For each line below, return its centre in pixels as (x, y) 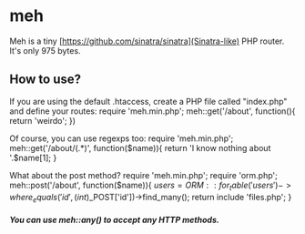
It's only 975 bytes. (45, 50)
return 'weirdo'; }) (42, 120)
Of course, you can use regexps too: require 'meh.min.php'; (122, 138)
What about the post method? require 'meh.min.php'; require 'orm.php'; (143, 175)
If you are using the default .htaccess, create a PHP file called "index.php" (148, 101)
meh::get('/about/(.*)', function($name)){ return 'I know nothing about (140, 148)
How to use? (46, 80)
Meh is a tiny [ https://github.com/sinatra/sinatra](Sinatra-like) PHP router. (147, 41)
